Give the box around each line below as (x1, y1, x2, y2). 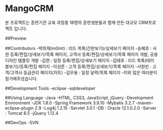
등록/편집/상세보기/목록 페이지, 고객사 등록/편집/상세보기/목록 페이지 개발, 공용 (10, 51, 158, 57)
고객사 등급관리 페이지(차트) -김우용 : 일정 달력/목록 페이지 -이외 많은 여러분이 (10, 69, 158, 75)
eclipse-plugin (5, 105, 34, 111)
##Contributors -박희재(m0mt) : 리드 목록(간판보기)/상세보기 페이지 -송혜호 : (5, 45, 152, 51)
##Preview (5, 35, 27, 41)
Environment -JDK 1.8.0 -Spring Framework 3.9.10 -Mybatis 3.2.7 (5, 100, 135, 106)
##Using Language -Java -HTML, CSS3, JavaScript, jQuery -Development (5, 95, 154, 100)
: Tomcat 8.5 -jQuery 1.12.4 (5, 110, 59, 116)
